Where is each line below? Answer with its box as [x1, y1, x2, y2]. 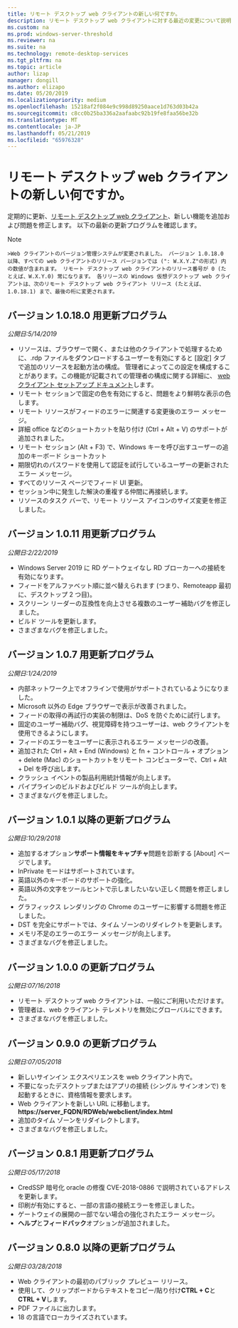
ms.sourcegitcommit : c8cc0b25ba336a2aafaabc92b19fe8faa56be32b [7, 110, 199, 117]
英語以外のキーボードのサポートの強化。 [17, 876, 136, 885]
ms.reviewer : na [7, 37, 55, 44]
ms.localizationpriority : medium [7, 97, 107, 104]
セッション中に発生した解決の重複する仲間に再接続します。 [17, 488, 192, 495]
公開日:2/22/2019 [7, 548, 58, 557]
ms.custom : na [7, 24, 50, 31]
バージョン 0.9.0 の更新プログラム [7, 1037, 157, 1049]
